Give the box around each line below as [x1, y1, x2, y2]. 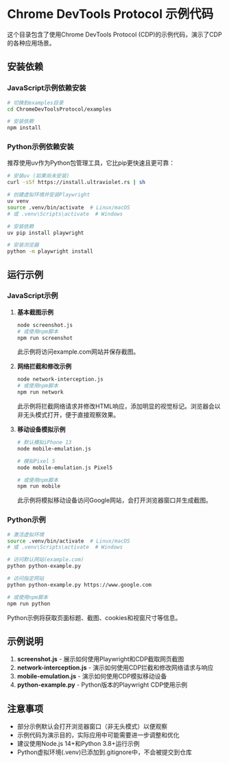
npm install [7, 124, 41, 131]
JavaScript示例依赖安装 [7, 83, 86, 93]
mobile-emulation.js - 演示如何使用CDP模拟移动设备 [16, 672, 167, 681]
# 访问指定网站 [7, 575, 45, 582]
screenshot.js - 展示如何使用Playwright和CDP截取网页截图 [16, 655, 184, 663]
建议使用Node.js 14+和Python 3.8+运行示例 [16, 740, 140, 748]
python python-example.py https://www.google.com [7, 581, 152, 588]
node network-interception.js [16, 376, 104, 383]
